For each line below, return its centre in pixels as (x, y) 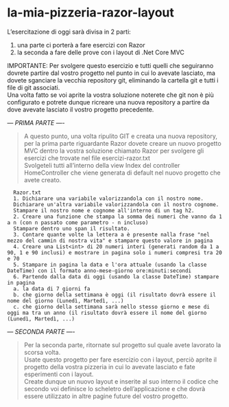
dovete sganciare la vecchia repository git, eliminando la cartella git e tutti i (113, 80)
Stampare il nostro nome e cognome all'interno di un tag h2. (104, 210)
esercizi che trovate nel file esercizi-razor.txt (87, 158)
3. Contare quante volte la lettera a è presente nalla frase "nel (112, 234)
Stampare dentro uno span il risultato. (72, 228)
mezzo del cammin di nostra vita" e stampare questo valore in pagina (110, 241)
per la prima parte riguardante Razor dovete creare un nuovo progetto (122, 143)
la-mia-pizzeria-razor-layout (91, 13)
